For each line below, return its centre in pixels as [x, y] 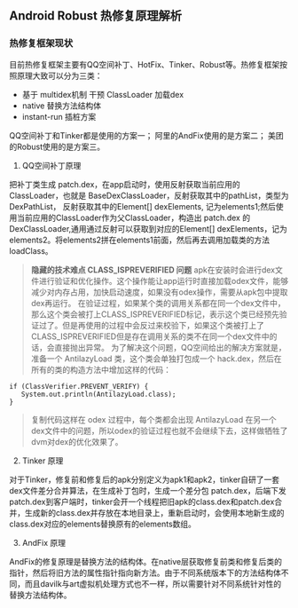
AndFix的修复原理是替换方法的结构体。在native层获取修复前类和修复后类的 [145, 561]
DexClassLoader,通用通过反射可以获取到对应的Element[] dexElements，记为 [149, 228]
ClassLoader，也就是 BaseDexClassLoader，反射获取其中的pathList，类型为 [149, 195]
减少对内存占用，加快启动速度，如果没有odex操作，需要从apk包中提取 [159, 292]
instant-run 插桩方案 [59, 116]
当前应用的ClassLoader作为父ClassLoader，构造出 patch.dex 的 [133, 217]
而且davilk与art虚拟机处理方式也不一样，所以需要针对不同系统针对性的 [153, 583]
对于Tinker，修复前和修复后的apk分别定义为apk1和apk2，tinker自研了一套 [145, 479]
